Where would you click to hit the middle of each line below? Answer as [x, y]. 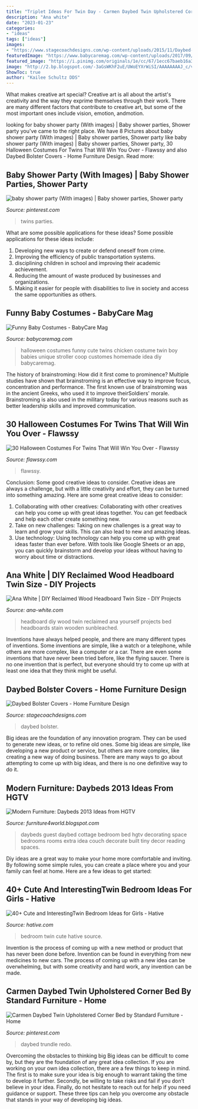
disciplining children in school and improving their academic [88, 263]
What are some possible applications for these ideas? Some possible [90, 233]
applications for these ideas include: [50, 239]
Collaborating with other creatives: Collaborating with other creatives [98, 506]
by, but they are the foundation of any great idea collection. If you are [90, 1062]
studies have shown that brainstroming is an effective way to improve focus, [99, 381]
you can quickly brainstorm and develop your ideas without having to [98, 550]
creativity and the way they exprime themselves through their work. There [96, 101]
